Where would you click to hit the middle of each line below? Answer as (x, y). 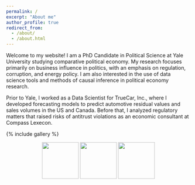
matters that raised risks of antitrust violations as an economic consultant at (97, 117)
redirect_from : (25, 28)
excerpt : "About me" (31, 17)
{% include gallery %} (33, 134)
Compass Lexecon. (29, 123)
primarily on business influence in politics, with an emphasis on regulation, (96, 68)
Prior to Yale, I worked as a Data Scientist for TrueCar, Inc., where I (86, 98)
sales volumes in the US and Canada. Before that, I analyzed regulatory (92, 110)
